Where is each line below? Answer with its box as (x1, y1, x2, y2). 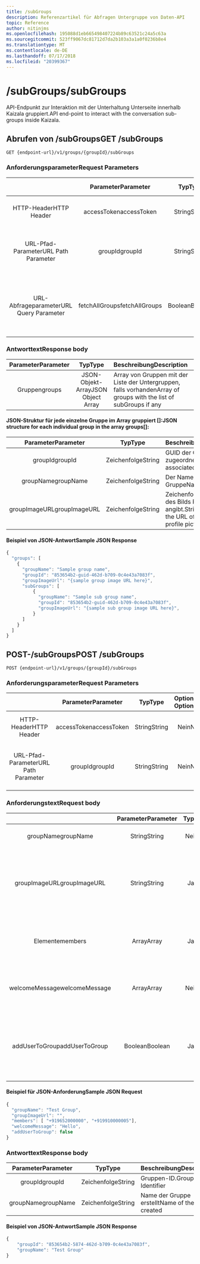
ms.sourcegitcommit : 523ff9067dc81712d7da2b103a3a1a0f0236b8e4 (6, 36, 167, 42)
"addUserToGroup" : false (11, 1129, 73, 1135)
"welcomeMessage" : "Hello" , (11, 1123, 82, 1129)
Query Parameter (17, 309, 65, 317)
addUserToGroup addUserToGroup (12, 1042, 108, 1050)
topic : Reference (6, 20, 49, 26)
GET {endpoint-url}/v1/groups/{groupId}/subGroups (6, 150, 135, 155)
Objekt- (80, 378, 103, 386)
